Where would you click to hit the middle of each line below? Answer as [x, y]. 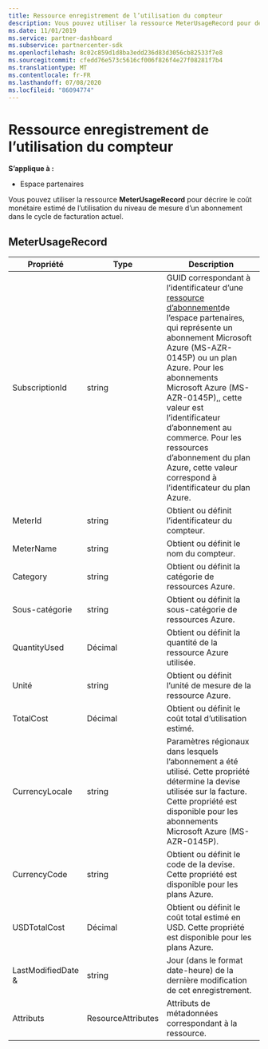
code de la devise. [201, 864]
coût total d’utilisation [207, 719]
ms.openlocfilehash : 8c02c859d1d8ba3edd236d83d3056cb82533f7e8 [116, 53]
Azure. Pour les [195, 368]
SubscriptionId [40, 388]
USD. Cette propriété [205, 927]
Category [30, 576]
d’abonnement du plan [209, 458]
